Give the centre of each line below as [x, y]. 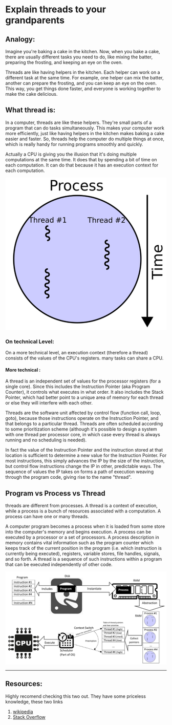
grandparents [35, 20]
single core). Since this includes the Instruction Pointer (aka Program [78, 387]
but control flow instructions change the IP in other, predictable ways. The [83, 466]
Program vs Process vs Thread [56, 493]
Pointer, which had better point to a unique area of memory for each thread [84, 397]
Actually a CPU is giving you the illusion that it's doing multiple [71, 154]
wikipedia [23, 711]
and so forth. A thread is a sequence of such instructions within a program [84, 559]
